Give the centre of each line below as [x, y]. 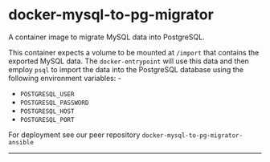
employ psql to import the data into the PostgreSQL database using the [126, 69]
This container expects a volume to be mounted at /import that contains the [134, 52]
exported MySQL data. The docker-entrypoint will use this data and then [129, 61]
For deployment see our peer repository [74, 135]
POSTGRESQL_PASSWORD [54, 103]
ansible [21, 142]
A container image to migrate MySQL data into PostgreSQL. [106, 37]
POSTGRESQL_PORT [47, 119]
